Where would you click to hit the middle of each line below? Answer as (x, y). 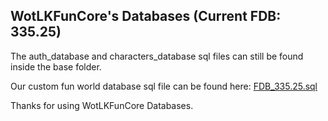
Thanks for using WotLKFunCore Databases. (102, 105)
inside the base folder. (56, 66)
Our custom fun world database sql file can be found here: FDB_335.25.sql (164, 86)
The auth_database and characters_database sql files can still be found (157, 56)
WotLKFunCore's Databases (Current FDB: (146, 16)
